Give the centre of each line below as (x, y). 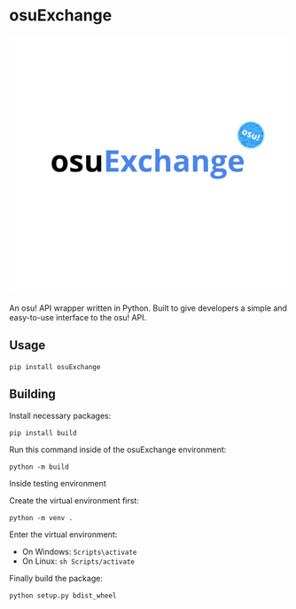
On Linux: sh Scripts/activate (78, 561)
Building (32, 395)
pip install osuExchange (55, 367)
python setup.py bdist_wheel (63, 596)
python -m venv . (41, 518)
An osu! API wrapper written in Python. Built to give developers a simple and (148, 308)
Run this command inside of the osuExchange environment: (118, 449)
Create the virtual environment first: (74, 500)
